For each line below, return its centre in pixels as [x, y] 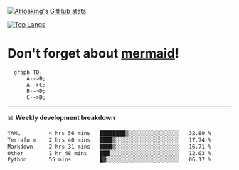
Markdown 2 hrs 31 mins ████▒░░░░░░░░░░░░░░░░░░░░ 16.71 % [110, 147]
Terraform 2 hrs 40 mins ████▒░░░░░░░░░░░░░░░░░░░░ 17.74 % [110, 140]
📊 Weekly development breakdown [61, 117]
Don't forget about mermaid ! [94, 54]
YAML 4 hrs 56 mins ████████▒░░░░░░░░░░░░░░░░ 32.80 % [110, 133]
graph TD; [28, 72]
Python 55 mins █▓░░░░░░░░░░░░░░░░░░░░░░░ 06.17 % [110, 160]
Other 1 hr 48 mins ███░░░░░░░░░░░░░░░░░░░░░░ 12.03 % [110, 153]
